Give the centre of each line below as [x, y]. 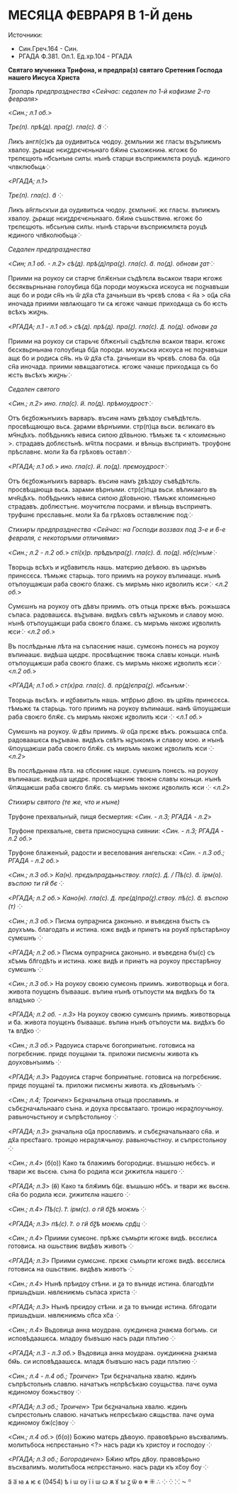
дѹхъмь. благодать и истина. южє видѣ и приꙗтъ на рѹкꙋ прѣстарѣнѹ [119, 929]
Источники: [25, 35]
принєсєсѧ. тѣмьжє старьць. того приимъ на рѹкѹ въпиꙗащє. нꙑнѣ [114, 575]
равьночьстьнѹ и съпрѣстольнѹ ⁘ [63, 1117]
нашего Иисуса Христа [44, 77]
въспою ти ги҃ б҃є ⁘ [36, 883]
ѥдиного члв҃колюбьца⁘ [45, 235]
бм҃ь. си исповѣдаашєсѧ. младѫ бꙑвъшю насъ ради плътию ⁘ [103, 1361]
